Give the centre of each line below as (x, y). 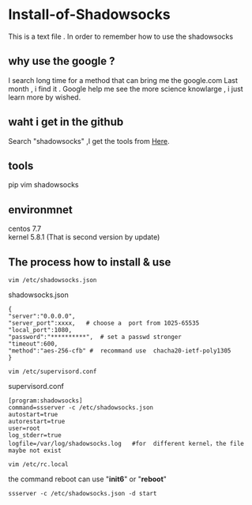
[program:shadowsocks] (45, 401)
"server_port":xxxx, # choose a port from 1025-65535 (104, 323)
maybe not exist (35, 450)
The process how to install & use (90, 262)
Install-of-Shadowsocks (90, 15)
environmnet (40, 210)
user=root (24, 428)
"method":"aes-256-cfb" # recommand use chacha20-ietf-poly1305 (120, 351)
